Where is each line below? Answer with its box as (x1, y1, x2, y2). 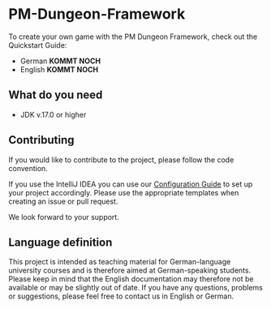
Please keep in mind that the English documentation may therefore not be (8, 274, 254, 284)
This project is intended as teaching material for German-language (8, 257, 231, 267)
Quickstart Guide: (8, 40, 67, 49)
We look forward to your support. (8, 212, 119, 221)
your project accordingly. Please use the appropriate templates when (8, 187, 239, 197)
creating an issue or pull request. (8, 196, 118, 206)
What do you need (8, 88, 103, 102)
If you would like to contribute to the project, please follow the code (8, 155, 234, 165)
